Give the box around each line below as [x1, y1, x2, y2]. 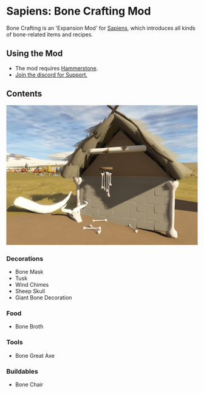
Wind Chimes [15, 281, 49, 289]
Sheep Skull [15, 287, 46, 295]
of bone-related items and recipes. [6, 30, 93, 38]
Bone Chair [15, 381, 44, 388]
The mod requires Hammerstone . [15, 64, 98, 72]
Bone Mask [15, 268, 44, 276]
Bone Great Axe [15, 352, 55, 359]
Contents [6, 89, 42, 99]
